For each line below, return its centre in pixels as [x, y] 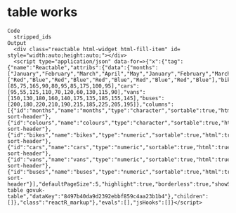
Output [17, 43]
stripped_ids [33, 37]
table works [42, 12]
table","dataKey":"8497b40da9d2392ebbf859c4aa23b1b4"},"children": [108, 196]
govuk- [35, 190]
